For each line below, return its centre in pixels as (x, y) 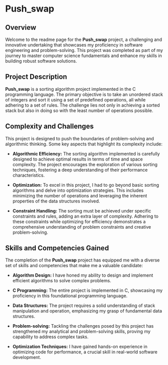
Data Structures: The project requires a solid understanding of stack (84, 305)
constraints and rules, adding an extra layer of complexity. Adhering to (85, 216)
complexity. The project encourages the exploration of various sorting (85, 164)
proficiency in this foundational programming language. (70, 296)
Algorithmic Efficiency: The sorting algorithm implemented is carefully (86, 153)
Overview (21, 28)
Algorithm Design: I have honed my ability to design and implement (83, 275)
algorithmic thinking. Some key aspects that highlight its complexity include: (84, 144)
